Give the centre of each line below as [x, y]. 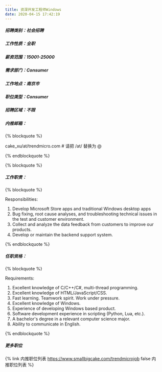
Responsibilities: [22, 199]
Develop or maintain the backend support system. [62, 235]
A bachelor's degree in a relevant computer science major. [71, 319]
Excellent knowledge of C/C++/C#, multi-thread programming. [75, 288]
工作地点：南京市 [22, 83]
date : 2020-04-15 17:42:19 [33, 14]
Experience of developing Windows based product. [64, 308]
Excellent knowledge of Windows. [46, 303]
